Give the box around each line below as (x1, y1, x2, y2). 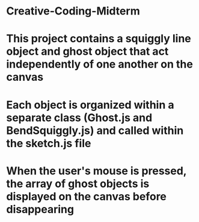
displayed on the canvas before (6, 189, 167, 203)
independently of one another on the (6, 57, 194, 71)
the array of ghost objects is (6, 177, 150, 191)
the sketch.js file (6, 136, 91, 150)
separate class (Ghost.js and (6, 110, 153, 124)
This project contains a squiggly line (6, 32, 191, 46)
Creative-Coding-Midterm (6, 4, 140, 18)
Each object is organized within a (6, 98, 174, 112)
